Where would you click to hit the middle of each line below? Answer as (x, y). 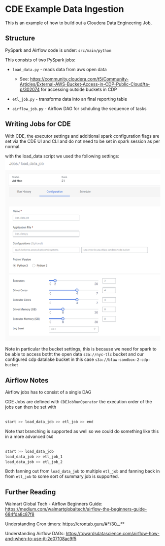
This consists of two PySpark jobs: (40, 60)
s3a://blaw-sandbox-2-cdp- (123, 360)
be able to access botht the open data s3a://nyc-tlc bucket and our (75, 354)
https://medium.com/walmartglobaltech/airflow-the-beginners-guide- (76, 509)
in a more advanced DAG (29, 436)
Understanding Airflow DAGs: (35, 534)
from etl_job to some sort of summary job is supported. (62, 476)
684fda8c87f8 (20, 514)
